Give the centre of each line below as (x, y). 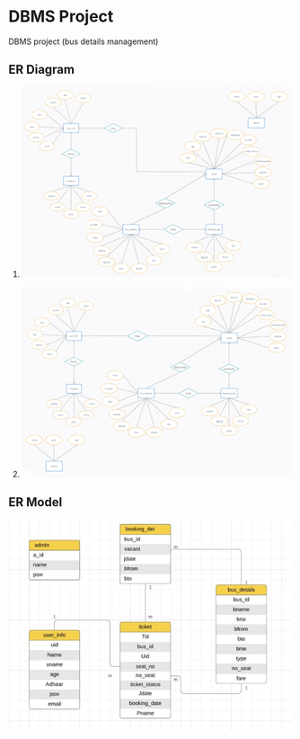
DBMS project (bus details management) (84, 41)
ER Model (35, 502)
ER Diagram (42, 70)
